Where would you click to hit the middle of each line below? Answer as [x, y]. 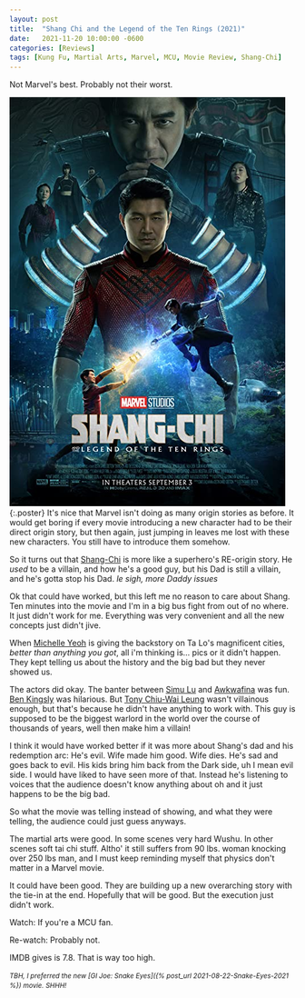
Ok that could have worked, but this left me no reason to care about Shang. [150, 596]
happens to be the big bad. [60, 794]
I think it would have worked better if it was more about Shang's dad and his [152, 746]
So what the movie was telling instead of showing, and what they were [141, 812]
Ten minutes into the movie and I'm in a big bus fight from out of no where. [149, 606]
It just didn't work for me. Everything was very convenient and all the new [147, 616]
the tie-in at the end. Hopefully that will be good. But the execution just [142, 895]
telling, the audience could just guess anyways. [98, 822]
